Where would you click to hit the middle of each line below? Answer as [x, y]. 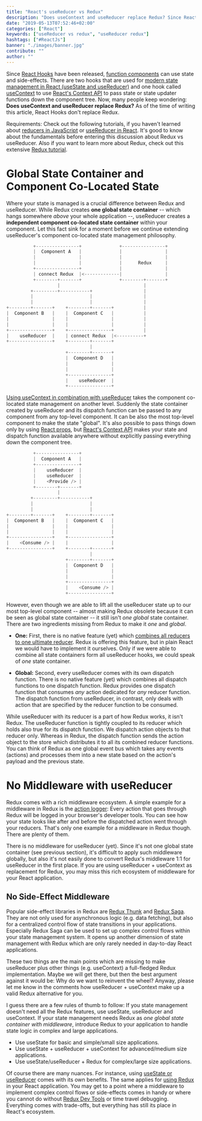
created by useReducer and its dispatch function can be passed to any [94, 411]
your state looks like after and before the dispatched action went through [96, 821]
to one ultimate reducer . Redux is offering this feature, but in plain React [104, 642]
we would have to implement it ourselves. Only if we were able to [95, 648]
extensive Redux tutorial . [37, 149]
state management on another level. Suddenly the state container [107, 404]
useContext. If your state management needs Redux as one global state [95, 1017]
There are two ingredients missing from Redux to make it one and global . [96, 624]
